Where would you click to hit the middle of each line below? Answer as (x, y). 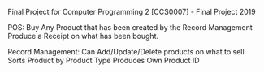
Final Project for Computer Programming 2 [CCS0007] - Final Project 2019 (132, 12)
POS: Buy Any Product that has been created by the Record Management (130, 27)
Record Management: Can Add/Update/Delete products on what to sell (126, 52)
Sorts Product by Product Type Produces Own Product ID (104, 60)
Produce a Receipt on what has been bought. (83, 36)
